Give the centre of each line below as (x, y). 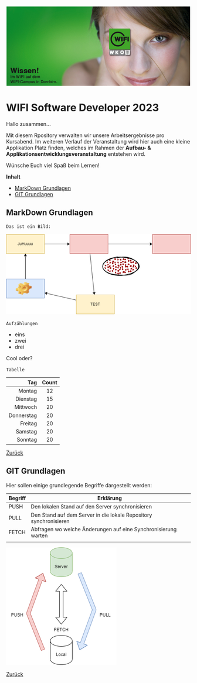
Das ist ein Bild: (28, 227)
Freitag (28, 423)
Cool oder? (19, 358)
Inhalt (13, 176)
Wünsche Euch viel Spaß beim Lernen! (53, 165)
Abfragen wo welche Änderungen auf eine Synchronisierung (104, 529)
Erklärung (110, 498)
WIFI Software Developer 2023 (83, 107)
